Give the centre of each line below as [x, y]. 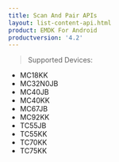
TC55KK [33, 134]
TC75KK [33, 151]
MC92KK [35, 117]
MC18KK [34, 75]
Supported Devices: [60, 60]
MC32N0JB [39, 84]
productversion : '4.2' [46, 38]
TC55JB [33, 126]
